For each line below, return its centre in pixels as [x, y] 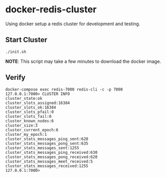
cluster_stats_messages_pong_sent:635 [47, 143]
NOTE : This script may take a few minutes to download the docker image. [83, 61]
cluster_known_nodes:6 [30, 121]
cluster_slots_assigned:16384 [38, 103]
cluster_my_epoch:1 [26, 134]
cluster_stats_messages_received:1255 [47, 166]
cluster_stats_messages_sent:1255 [42, 148]
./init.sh [16, 52]
